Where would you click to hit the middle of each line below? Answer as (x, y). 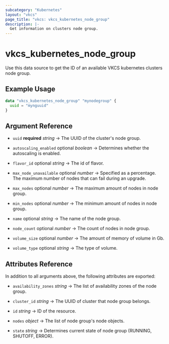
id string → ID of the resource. (44, 311)
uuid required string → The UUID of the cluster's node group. (76, 138)
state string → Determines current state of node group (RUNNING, (82, 331)
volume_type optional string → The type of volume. (65, 248)
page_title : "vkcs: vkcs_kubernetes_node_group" (57, 19)
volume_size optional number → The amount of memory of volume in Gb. (88, 238)
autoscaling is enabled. (37, 154)
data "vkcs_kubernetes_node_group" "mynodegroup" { (61, 101)
